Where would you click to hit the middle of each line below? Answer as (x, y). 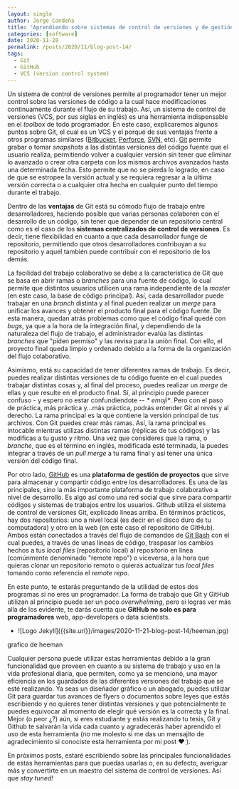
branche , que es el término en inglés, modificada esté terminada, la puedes (118, 445)
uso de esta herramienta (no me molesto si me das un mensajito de (106, 733)
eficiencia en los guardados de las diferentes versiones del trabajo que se (116, 681)
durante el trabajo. (34, 192)
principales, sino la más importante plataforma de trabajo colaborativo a (113, 489)
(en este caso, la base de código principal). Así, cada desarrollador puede (116, 296)
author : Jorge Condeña (41, 21)
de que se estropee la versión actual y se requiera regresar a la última (110, 177)
